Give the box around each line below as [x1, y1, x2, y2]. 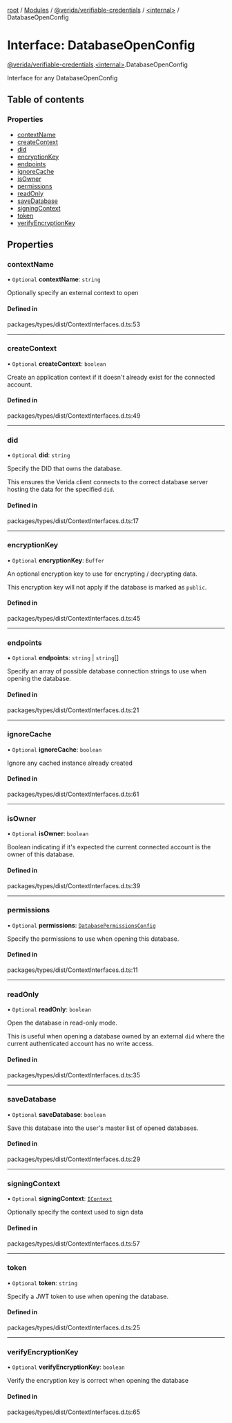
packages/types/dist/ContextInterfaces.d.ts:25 [7, 1323, 140, 1332]
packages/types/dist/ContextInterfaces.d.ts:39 [7, 881, 141, 890]
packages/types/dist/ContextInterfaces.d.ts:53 [7, 320, 140, 328]
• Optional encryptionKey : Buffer [7, 556, 105, 564]
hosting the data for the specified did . [7, 485, 115, 494]
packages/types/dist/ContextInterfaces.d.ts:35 [7, 1070, 140, 1079]
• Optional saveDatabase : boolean [7, 1110, 106, 1118]
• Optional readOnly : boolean [7, 1005, 91, 1014]
